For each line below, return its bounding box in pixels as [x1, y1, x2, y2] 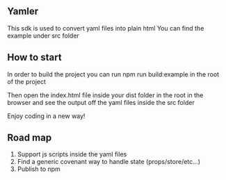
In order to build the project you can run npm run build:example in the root [7, 69, 220, 79]
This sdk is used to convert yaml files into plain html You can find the [7, 24, 204, 32]
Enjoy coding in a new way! [7, 111, 86, 120]
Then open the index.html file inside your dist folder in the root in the [7, 90, 204, 99]
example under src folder [7, 31, 80, 40]
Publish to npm [17, 165, 60, 173]
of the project [7, 77, 47, 85]
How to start [7, 51, 62, 63]
